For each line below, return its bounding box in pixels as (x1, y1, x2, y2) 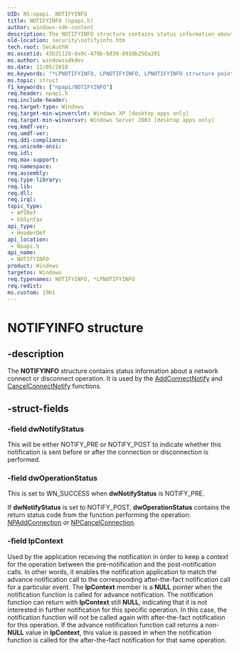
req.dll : (7, 190, 33, 197)
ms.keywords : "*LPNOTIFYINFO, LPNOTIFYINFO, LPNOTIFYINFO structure (7, 70, 215, 77)
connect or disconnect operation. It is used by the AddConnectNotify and (7, 374, 223, 383)
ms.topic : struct (7, 76, 59, 84)
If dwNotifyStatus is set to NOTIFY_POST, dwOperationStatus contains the (7, 503, 230, 512)
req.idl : (7, 150, 33, 157)
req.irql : (7, 196, 37, 203)
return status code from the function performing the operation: (7, 511, 191, 519)
